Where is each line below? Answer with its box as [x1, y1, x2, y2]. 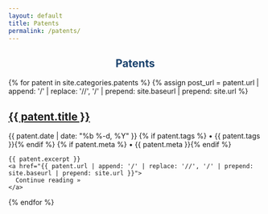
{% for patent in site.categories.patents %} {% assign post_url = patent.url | [8, 78, 259, 88]
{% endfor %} [8, 198, 55, 207]
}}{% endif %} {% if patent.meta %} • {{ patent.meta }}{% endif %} [8, 140, 232, 149]
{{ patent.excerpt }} [8, 155, 81, 163]
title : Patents [8, 19, 60, 27]
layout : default [8, 11, 63, 20]
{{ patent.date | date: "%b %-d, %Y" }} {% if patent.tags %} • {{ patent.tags [8, 131, 261, 141]
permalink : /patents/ [8, 27, 81, 35]
